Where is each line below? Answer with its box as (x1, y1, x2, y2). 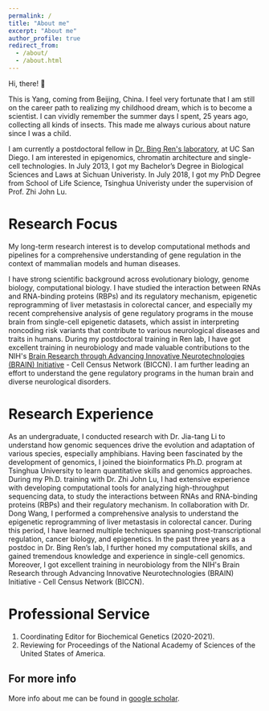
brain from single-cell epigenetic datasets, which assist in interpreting (8, 317, 239, 327)
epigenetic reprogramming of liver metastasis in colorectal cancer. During (8, 516, 252, 527)
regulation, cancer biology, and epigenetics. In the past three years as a (8, 534, 246, 544)
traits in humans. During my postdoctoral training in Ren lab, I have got (8, 334, 241, 343)
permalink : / (8, 11, 52, 20)
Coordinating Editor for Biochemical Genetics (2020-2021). (19, 631, 215, 641)
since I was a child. (8, 128, 71, 138)
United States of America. (19, 648, 106, 658)
